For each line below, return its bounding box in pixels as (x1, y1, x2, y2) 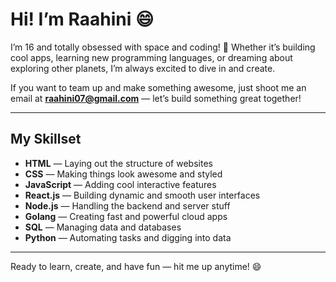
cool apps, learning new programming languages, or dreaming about (10, 51, 293, 63)
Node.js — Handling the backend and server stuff (24, 199, 231, 212)
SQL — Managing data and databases (24, 221, 182, 233)
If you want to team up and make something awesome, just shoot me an (10, 81, 307, 93)
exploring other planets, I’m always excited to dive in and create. (10, 62, 276, 74)
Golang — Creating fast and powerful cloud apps (24, 210, 228, 222)
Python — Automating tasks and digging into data (24, 231, 232, 243)
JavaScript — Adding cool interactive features (24, 178, 217, 190)
